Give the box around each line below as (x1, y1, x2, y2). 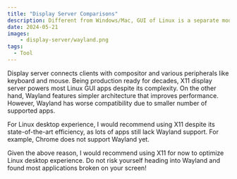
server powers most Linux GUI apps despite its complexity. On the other (7, 84, 217, 92)
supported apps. (7, 106, 56, 115)
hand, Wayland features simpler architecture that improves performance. (7, 91, 219, 99)
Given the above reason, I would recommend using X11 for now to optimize (7, 149, 224, 157)
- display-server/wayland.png (20, 37, 109, 44)
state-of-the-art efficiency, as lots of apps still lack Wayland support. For (7, 128, 219, 136)
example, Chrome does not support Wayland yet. (7, 135, 150, 143)
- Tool (13, 50, 33, 57)
